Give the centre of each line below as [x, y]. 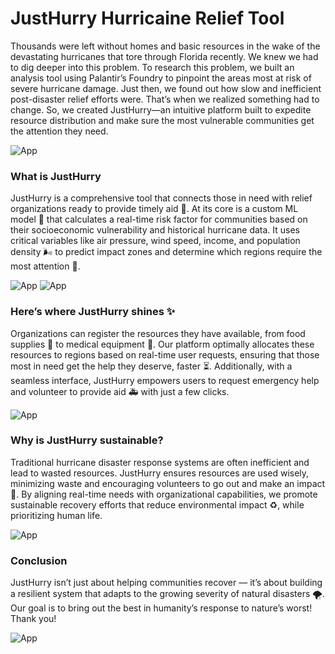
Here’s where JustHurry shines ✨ [93, 312]
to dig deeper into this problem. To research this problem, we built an [152, 67]
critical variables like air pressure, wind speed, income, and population [155, 241]
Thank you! [33, 619]
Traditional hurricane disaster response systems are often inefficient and [160, 462]
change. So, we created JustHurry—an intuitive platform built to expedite [161, 109]
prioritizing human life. [56, 515]
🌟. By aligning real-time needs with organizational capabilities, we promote [164, 494]
